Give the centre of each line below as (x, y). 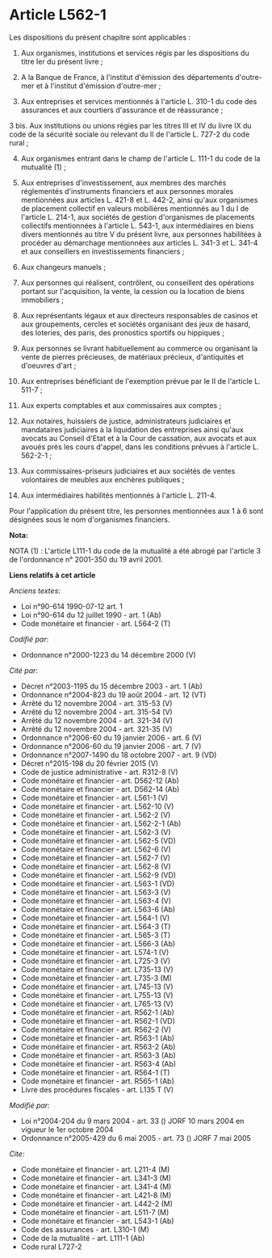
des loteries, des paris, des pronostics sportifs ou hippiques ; (123, 332)
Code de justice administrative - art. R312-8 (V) (99, 772)
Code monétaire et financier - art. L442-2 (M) (96, 1203)
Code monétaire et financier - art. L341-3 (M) (96, 1178)
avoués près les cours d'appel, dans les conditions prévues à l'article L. (140, 447)
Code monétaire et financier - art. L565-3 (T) (96, 935)
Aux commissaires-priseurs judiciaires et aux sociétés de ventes (128, 471)
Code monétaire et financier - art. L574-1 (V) (95, 952)
